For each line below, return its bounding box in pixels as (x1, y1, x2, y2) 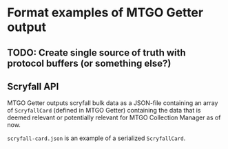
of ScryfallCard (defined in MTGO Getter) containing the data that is (7, 106, 201, 115)
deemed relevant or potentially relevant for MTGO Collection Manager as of (7, 113, 221, 122)
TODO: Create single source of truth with (7, 47, 186, 58)
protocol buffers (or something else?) (7, 57, 172, 69)
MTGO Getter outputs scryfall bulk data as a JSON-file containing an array (7, 99, 218, 107)
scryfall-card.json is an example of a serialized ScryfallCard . (7, 134, 186, 142)
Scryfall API (7, 80, 59, 92)
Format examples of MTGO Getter (7, 5, 204, 21)
